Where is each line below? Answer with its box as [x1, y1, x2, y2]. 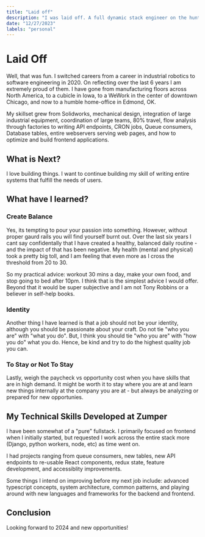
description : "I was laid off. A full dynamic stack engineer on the [6, 15, 187, 21]
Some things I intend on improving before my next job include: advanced [6, 477, 189, 485]
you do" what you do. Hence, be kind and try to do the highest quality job [6, 338, 191, 345]
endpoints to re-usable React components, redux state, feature [6, 459, 165, 466]
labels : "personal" [6, 26, 56, 32]
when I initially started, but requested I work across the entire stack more [6, 434, 190, 441]
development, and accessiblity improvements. [6, 465, 122, 473]
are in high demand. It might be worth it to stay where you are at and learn [6, 381, 193, 388]
